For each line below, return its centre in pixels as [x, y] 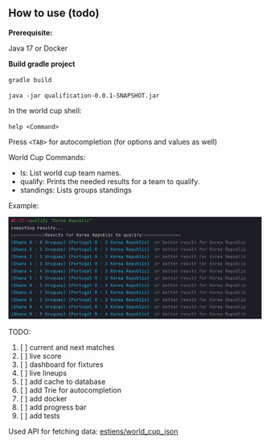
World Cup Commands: [47, 157]
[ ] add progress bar [53, 407]
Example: [24, 205]
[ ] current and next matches [67, 347]
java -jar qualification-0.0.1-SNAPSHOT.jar [84, 96]
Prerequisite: [31, 32]
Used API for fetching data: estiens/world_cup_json [93, 432]
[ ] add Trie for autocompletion [71, 390]
